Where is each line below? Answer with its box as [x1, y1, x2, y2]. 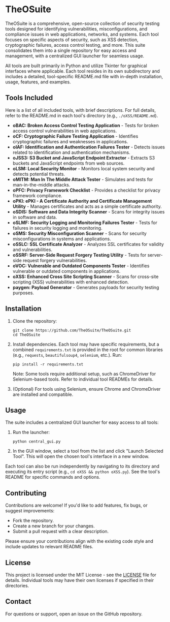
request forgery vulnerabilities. [22, 257, 87, 263]
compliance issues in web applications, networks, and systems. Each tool [5, 31, 159, 37]
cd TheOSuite [12, 332, 41, 337]
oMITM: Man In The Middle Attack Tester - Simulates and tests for [12, 176, 153, 182]
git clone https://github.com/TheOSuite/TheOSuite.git [12, 328, 131, 333]
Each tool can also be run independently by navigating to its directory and [5, 463, 160, 470]
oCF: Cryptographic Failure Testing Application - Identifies [12, 133, 139, 139]
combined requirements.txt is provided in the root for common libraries [12, 347, 163, 353]
